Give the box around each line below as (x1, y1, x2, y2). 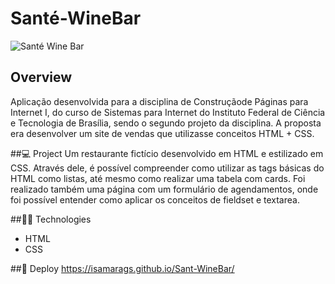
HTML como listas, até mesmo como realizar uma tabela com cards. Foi (10, 172, 306, 184)
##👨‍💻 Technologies (10, 213, 92, 225)
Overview (10, 69, 73, 86)
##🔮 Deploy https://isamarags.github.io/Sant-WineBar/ (10, 262, 235, 274)
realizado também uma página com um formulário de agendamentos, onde (10, 183, 319, 195)
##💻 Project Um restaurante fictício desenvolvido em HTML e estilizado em (10, 147, 324, 159)
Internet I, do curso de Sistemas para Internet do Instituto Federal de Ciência (10, 106, 326, 118)
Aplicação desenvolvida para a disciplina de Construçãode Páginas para (10, 95, 309, 107)
